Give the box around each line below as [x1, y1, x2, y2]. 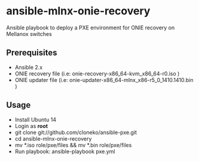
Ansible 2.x [14, 63, 43, 71]
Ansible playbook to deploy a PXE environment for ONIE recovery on [6, 24, 175, 31]
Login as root [14, 122, 48, 129]
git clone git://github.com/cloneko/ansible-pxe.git [14, 129, 137, 136]
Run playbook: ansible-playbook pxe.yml [14, 148, 115, 155]
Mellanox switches [6, 30, 52, 37]
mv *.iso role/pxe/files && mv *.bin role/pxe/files [14, 141, 132, 148]
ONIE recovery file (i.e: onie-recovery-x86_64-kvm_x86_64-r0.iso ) [14, 70, 180, 77]
